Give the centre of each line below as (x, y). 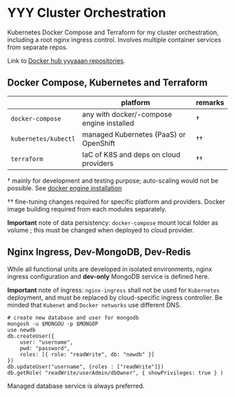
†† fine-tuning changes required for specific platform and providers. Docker (116, 202)
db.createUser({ (31, 336)
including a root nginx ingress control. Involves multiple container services (114, 39)
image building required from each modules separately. (87, 209)
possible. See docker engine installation (65, 188)
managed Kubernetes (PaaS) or (134, 134)
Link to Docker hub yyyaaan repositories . (66, 60)
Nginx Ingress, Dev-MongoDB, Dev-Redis (99, 252)
